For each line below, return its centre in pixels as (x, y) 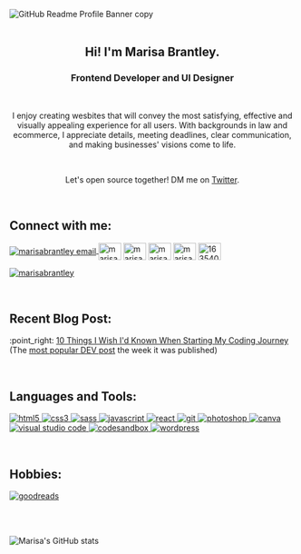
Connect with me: (61, 226)
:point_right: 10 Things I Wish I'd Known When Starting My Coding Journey (149, 341)
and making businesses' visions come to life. (152, 144)
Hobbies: (36, 474)
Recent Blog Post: (61, 318)
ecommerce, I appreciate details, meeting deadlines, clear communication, (152, 134)
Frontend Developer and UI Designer (152, 78)
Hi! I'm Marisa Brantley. (152, 52)
